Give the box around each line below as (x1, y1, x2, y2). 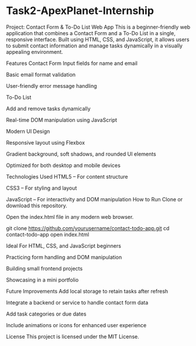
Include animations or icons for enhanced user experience (6, 321, 147, 328)
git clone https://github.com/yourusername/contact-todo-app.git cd (6, 224, 170, 232)
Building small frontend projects (6, 265, 83, 272)
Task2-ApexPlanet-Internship (6, 4, 154, 18)
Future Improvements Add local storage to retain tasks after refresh (6, 287, 169, 294)
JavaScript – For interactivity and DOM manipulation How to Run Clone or (6, 196, 183, 203)
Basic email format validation (6, 71, 76, 78)
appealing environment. (6, 48, 63, 55)
